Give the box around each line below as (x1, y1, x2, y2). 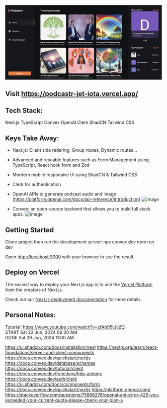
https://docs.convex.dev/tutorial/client (5, 365, 83, 371)
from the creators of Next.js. (5, 287, 63, 293)
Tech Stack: (5, 106, 43, 114)
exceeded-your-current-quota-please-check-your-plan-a (5, 397, 123, 403)
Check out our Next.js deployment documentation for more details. (5, 296, 142, 302)
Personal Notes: (5, 311, 56, 319)
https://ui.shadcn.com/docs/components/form (5, 381, 100, 387)
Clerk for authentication (12, 182, 61, 188)
